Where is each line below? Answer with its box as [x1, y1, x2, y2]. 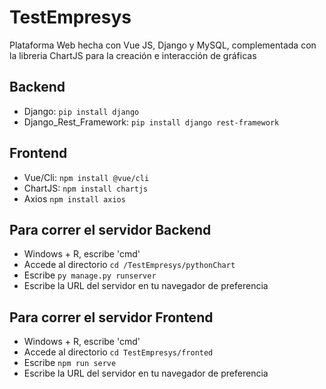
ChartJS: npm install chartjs [23, 182, 149, 194]
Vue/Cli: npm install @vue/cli [23, 171, 150, 183]
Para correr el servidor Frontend [9, 309, 214, 326]
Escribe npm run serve [23, 357, 117, 369]
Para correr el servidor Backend [9, 221, 212, 238]
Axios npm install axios [23, 192, 126, 205]
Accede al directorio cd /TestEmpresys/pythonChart [23, 259, 236, 271]
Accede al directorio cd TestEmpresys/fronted [23, 346, 214, 358]
